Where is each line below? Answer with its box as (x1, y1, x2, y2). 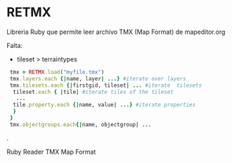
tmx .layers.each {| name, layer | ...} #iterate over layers (9, 75, 187, 82)
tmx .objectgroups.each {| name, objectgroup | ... (9, 121, 152, 128)
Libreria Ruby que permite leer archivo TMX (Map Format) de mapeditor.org (6, 28, 226, 36)
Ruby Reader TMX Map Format (6, 147, 96, 156)
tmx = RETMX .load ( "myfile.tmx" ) (9, 68, 105, 76)
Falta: (6, 41, 22, 49)
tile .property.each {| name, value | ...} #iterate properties (13, 102, 196, 109)
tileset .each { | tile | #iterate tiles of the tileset (13, 88, 174, 95)
